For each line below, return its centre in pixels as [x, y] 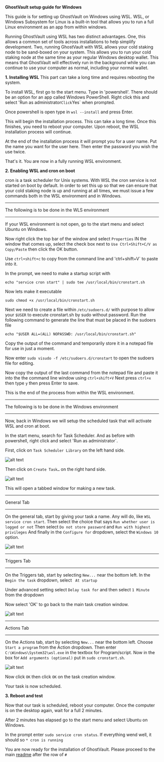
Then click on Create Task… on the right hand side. [56, 469]
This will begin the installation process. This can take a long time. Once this [81, 121]
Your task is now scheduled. [33, 686]
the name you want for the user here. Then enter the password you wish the [82, 146]
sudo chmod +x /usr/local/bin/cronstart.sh [50, 301]
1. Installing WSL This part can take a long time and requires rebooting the [80, 77]
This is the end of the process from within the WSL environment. [70, 393]
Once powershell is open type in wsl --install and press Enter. [69, 112]
